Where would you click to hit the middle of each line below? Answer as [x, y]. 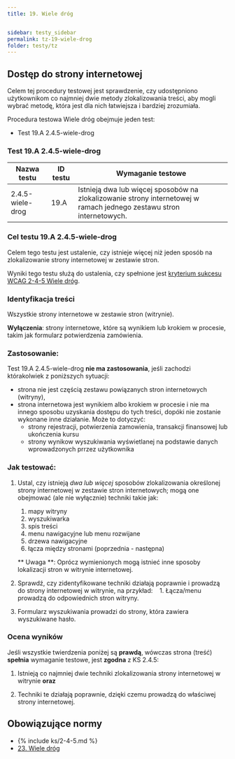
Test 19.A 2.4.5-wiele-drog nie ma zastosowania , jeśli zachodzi [99, 369]
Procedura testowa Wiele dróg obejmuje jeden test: [81, 119]
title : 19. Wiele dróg [40, 14]
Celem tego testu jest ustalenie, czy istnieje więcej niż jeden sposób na [110, 252]
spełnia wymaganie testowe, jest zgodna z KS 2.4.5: [83, 659]
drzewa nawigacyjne [57, 541]
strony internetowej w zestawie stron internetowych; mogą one [108, 490]
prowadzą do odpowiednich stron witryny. [78, 598]
